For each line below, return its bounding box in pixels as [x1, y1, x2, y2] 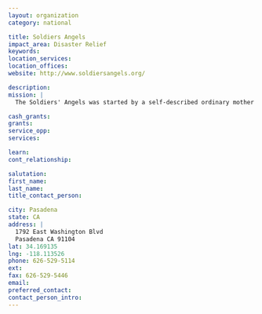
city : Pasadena [8, 206, 58, 214]
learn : [8, 148, 30, 156]
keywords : [8, 48, 41, 56]
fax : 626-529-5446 [8, 272, 68, 279]
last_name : [8, 184, 44, 192]
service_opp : [8, 127, 51, 135]
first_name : [8, 177, 47, 185]
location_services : [8, 55, 72, 63]
